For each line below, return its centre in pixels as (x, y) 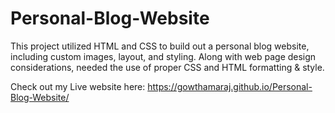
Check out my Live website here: (78, 86)
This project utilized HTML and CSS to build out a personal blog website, (160, 46)
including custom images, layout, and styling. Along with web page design (163, 56)
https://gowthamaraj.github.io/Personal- (230, 86)
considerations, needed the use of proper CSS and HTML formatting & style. (167, 67)
